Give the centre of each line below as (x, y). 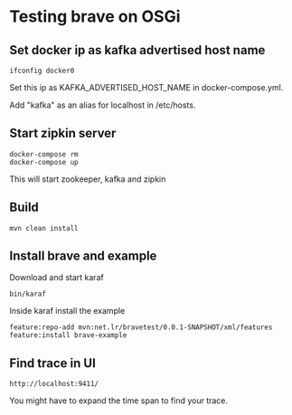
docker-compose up (44, 162)
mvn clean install (44, 228)
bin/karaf (28, 294)
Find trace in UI (53, 363)
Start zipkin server (63, 133)
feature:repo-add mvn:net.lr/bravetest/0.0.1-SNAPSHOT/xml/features (141, 327)
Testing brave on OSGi (95, 17)
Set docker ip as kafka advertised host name (137, 50)
